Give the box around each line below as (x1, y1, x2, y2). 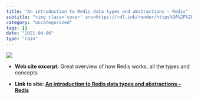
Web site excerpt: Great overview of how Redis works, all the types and (14, 63, 190, 70)
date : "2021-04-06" (6, 30, 54, 36)
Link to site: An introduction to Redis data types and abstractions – (14, 80, 181, 87)
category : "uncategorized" (6, 19, 72, 25)
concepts (14, 69, 38, 76)
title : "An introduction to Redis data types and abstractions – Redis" (6, 8, 189, 15)
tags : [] (6, 25, 28, 31)
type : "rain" (6, 36, 38, 42)
